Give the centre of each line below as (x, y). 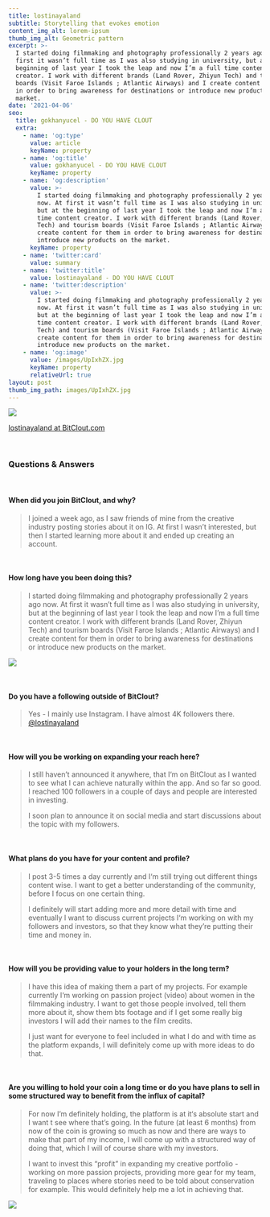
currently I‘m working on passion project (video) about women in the (141, 995)
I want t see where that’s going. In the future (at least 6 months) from (142, 1123)
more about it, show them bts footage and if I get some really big (135, 1012)
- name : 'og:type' (53, 135)
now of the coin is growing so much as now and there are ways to (137, 1131)
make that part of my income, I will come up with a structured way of (141, 1140)
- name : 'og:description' (66, 181)
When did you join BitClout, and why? (72, 501)
